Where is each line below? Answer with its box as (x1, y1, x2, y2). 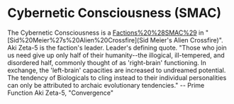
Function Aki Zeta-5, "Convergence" (7, 88, 113, 97)
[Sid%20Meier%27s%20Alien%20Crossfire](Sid (7, 35, 149, 44)
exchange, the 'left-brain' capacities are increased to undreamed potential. (7, 66, 226, 74)
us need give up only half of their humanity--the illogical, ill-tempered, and (7, 51, 225, 59)
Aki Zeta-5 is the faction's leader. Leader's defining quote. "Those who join (7, 43, 227, 52)
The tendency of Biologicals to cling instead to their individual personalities (7, 73, 227, 82)
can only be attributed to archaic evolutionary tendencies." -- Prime (7, 81, 205, 89)
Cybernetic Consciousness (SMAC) (7, 5, 222, 21)
